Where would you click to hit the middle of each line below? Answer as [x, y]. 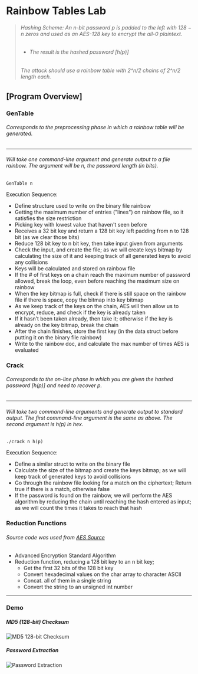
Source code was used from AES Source [55, 537]
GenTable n [19, 183]
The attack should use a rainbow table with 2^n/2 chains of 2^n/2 [100, 70]
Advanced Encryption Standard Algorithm [65, 555]
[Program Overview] [44, 96]
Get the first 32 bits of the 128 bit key [68, 568]
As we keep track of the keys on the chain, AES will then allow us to [97, 306]
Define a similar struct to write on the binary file [72, 464]
